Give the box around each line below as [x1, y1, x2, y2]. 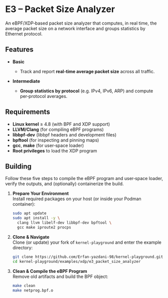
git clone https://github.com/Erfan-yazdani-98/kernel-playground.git [12, 254, 163, 259]
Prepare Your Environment [12, 191, 69, 197]
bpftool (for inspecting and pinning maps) [12, 137, 99, 143]
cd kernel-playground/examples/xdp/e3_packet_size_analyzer [12, 259, 141, 264]
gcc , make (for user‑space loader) [12, 142, 84, 148]
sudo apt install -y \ [12, 216, 60, 221]
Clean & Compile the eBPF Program [12, 268, 88, 274]
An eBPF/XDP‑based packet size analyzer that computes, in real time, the [5, 20, 157, 26]
